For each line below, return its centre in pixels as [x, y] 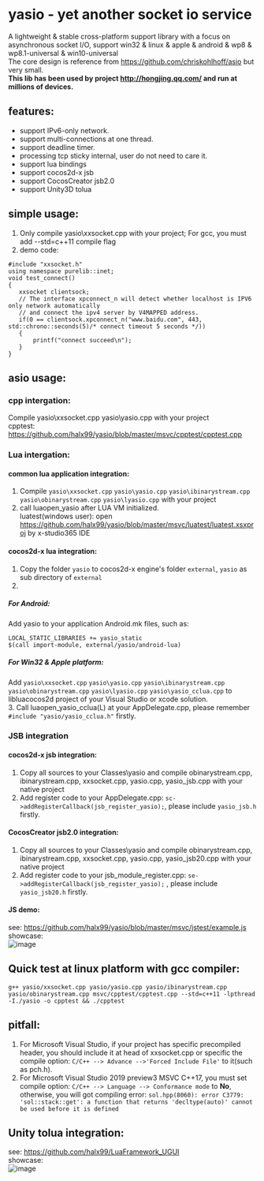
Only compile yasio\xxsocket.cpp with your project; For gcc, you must [133, 233]
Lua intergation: [39, 455]
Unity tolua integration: [66, 1133]
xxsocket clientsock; [54, 292]
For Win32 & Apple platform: [56, 662]
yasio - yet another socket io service [130, 15]
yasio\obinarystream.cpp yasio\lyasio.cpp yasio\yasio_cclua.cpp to [120, 690]
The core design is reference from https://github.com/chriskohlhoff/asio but [131, 62]
